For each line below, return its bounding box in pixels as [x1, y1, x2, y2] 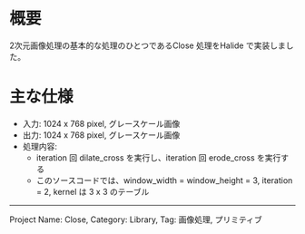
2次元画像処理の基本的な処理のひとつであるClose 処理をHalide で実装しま [9, 40, 286, 51]
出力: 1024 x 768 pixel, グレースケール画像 [22, 129, 181, 141]
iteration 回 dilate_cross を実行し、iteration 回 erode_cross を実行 [35, 151, 281, 163]
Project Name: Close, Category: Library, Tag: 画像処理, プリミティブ [9, 214, 263, 225]
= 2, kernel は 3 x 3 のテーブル [35, 186, 150, 197]
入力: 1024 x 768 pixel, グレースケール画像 [22, 118, 181, 129]
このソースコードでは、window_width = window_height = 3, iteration [35, 174, 293, 186]
